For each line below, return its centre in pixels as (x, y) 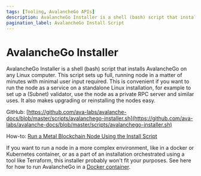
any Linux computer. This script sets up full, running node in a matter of (94, 75)
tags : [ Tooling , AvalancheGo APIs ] (51, 12)
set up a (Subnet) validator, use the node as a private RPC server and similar (100, 94)
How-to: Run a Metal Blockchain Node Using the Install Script (82, 136)
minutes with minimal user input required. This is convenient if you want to (98, 82)
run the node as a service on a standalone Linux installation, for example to (99, 88)
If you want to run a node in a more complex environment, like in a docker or (100, 148)
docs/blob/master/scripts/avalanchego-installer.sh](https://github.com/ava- (100, 118)
